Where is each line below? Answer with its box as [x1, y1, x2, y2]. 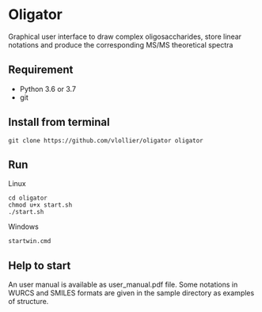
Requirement [8, 63, 74, 77]
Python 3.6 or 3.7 [19, 84, 77, 93]
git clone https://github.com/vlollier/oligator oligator [8, 136, 203, 144]
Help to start [8, 259, 71, 272]
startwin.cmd [8, 238, 51, 245]
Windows [8, 222, 40, 231]
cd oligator [8, 194, 47, 203]
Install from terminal [8, 116, 110, 129]
